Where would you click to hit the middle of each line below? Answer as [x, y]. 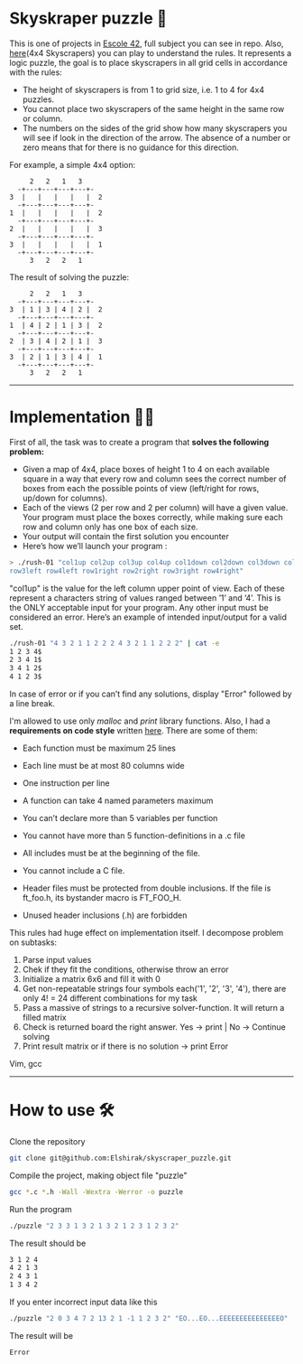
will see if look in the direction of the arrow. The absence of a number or [156, 137]
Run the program [41, 1209]
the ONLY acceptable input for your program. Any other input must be [139, 607]
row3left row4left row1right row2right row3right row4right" [127, 571]
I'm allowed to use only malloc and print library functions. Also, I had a [140, 721]
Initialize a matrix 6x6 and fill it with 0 [91, 979]
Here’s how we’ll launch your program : [95, 546]
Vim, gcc [26, 1064]
